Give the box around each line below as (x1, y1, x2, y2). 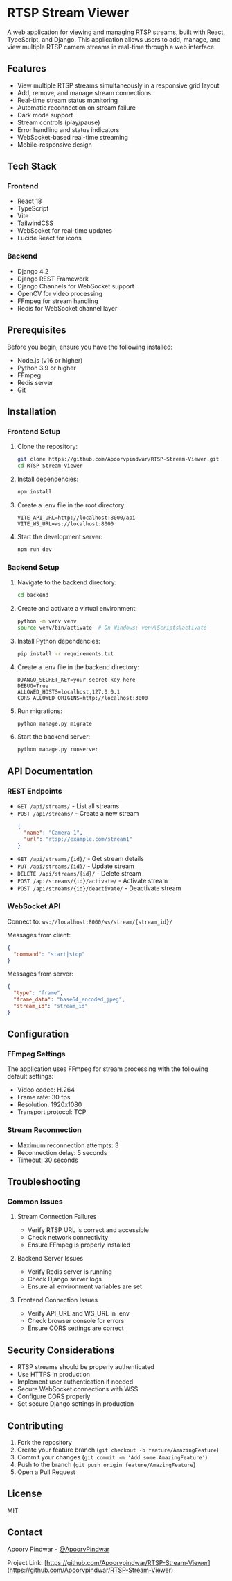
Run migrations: (17, 707, 62, 715)
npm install (17, 488, 52, 495)
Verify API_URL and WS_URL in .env (27, 1309, 130, 1318)
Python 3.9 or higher (17, 363, 76, 372)
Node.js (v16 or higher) (17, 356, 83, 364)
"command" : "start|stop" (13, 951, 85, 958)
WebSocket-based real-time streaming (17, 133, 128, 141)
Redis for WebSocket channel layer (17, 304, 118, 312)
